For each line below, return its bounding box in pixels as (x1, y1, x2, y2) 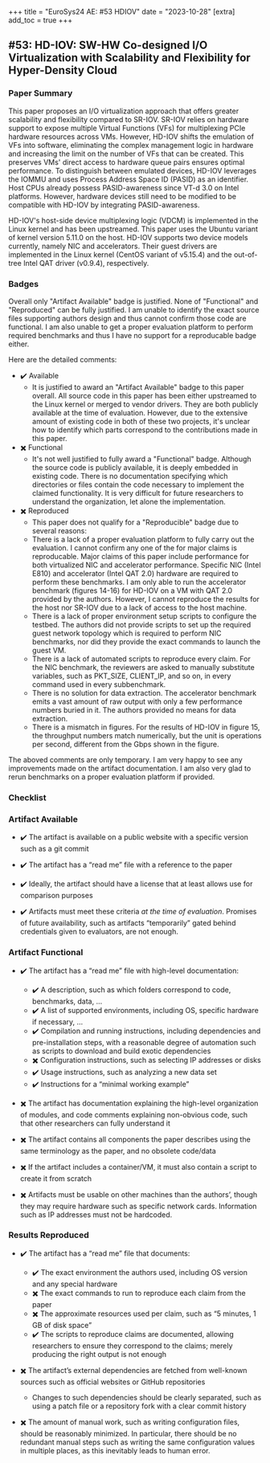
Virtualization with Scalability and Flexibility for (8, 51, 251, 65)
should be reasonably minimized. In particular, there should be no (19, 1428, 237, 1438)
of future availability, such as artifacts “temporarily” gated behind (19, 918, 236, 928)
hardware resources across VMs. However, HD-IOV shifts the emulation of (8, 132, 255, 141)
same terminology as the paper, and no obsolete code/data (19, 1146, 217, 1155)
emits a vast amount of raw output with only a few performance (31, 697, 243, 706)
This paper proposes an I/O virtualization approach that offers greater (8, 106, 239, 116)
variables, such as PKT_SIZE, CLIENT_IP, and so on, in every (31, 671, 231, 680)
